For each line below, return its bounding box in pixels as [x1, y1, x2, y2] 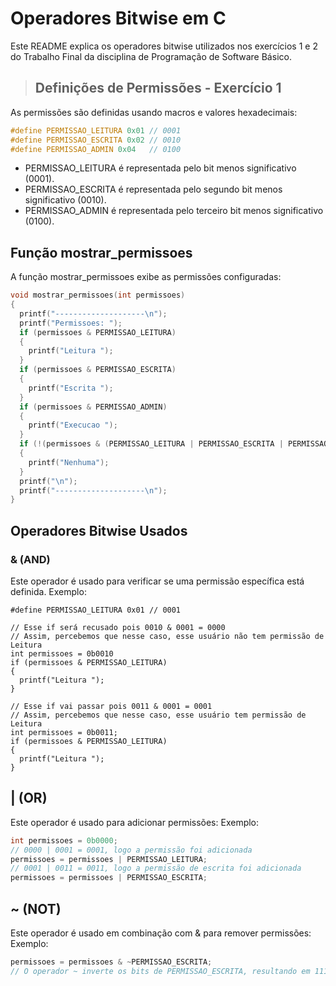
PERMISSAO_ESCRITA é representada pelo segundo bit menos [24, 183, 283, 196]
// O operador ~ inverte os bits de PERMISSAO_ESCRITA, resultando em [10, 966, 311, 976]
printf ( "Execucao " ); [28, 420, 118, 431]
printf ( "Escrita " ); [28, 383, 114, 393]
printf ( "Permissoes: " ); [19, 318, 123, 328]
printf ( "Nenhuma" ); [28, 457, 110, 467]
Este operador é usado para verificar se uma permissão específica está [10, 575, 305, 587]
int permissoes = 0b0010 [10, 649, 114, 659]
